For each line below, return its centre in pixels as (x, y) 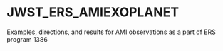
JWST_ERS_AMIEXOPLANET (93, 12)
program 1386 (27, 39)
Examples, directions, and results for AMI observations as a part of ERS (111, 32)
